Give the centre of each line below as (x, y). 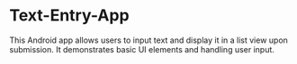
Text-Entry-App (69, 16)
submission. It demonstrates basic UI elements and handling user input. (142, 49)
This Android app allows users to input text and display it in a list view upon (148, 40)
